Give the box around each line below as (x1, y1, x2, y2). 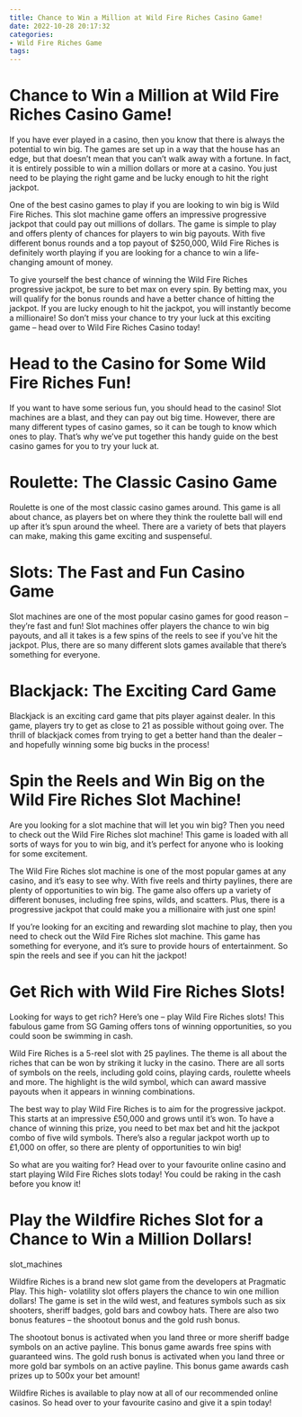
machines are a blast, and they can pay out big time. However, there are (9, 412, 276, 423)
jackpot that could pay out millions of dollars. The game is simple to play (9, 219, 277, 229)
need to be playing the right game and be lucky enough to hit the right (9, 173, 269, 184)
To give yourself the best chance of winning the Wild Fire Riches (9, 274, 248, 285)
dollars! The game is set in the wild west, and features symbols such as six (9, 1295, 286, 1305)
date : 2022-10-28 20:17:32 (9, 22, 111, 31)
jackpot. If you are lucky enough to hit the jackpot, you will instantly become (9, 303, 291, 314)
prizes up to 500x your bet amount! (9, 1369, 140, 1381)
